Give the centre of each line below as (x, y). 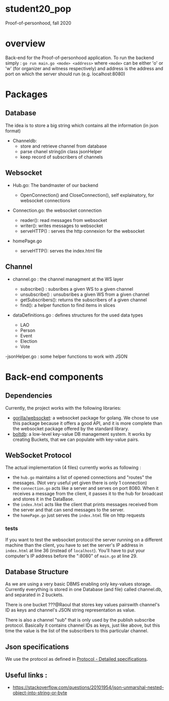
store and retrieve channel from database (63, 146)
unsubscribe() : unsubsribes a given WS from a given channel (85, 294)
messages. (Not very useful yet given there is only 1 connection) (80, 483)
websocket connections (45, 200)
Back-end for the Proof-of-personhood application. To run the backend (80, 58)
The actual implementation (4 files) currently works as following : (73, 468)
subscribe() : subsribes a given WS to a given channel (77, 289)
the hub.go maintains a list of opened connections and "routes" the (82, 478)
